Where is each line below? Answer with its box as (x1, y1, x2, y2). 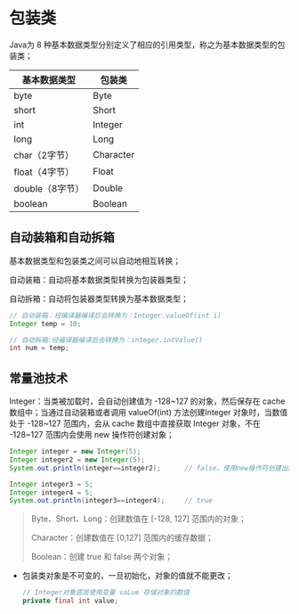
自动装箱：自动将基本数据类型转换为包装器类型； (9, 274, 189, 285)
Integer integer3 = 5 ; (9, 479, 93, 488)
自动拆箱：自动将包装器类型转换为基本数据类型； (9, 293, 189, 304)
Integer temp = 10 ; (9, 319, 82, 328)
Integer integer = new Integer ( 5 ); (9, 447, 141, 456)
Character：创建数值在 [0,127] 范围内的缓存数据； (30, 532, 214, 544)
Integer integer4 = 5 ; (9, 487, 93, 497)
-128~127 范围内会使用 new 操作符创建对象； (9, 430, 175, 440)
